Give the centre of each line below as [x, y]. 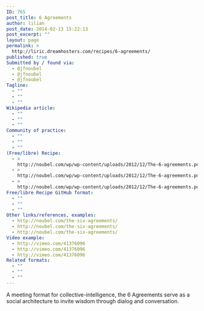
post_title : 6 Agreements [39, 18]
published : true [27, 57]
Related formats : [28, 261]
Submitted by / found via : [40, 63]
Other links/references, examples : [51, 215]
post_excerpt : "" [28, 35]
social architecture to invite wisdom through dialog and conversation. [93, 301]
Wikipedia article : [31, 108]
